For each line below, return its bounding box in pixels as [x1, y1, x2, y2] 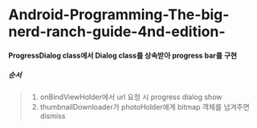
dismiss [39, 110, 66, 121]
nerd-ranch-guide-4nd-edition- [8, 22, 226, 41]
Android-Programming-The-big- [8, 6, 230, 24]
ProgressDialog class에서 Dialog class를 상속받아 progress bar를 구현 [8, 50, 238, 60]
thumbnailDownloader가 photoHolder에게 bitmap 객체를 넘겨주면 [39, 102, 251, 111]
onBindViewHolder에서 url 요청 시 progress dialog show [39, 92, 222, 102]
